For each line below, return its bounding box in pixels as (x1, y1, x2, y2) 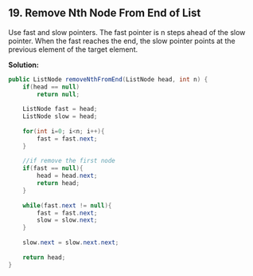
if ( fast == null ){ (22, 164, 84, 172)
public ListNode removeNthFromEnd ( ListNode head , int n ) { (8, 75, 208, 83)
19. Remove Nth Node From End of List (8, 6, 201, 20)
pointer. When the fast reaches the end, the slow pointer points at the (8, 36, 236, 45)
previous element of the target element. (8, 44, 138, 54)
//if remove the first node (22, 157, 115, 165)
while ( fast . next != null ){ (22, 201, 112, 210)
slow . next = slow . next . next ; (22, 239, 119, 246)
